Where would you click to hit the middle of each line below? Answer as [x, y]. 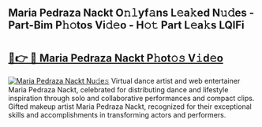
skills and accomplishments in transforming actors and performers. [117, 115]
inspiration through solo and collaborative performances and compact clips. [131, 98]
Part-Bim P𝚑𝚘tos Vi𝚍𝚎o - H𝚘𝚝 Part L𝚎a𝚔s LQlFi [126, 26]
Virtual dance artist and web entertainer [176, 81]
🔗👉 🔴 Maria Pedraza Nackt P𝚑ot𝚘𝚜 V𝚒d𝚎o [116, 58]
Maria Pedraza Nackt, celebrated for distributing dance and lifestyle [118, 90]
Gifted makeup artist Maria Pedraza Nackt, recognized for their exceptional [130, 106]
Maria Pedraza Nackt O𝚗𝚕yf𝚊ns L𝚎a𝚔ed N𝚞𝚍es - [131, 13]
